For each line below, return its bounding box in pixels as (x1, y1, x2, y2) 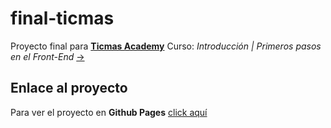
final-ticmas (10, 7, 115, 30)
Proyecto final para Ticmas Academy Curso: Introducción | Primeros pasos (10, 40, 322, 52)
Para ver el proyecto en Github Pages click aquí (10, 106, 208, 118)
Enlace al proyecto (10, 80, 128, 97)
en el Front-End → (10, 50, 85, 62)
